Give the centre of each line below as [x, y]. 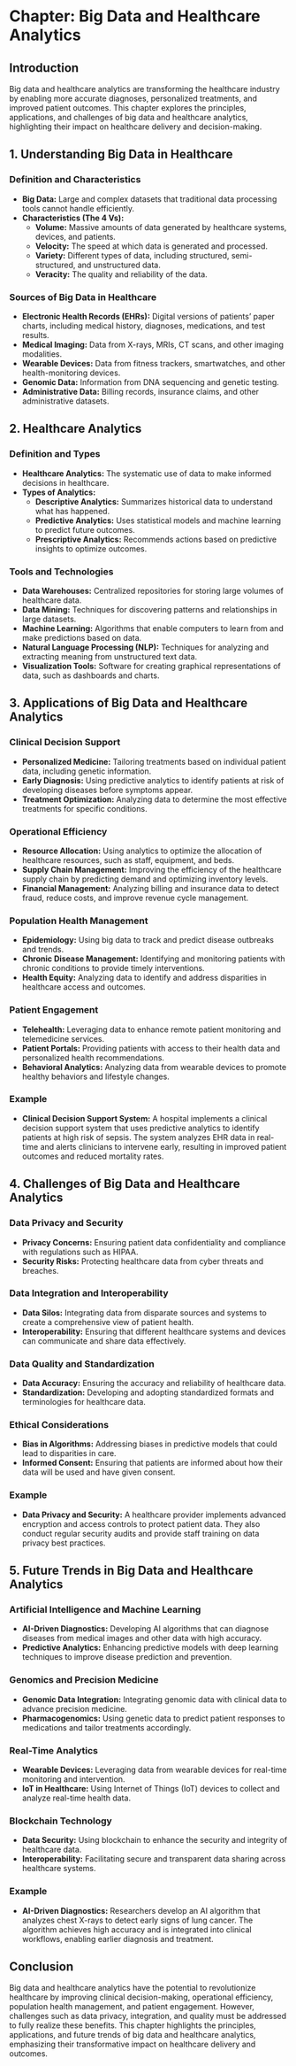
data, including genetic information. [87, 771]
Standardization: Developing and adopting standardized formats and [148, 1392]
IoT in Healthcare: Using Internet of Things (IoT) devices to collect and [151, 1788]
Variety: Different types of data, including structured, [132, 255]
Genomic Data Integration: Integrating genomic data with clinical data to [154, 1699]
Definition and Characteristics [75, 180]
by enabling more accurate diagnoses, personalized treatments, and [133, 98]
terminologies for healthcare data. [83, 1402]
